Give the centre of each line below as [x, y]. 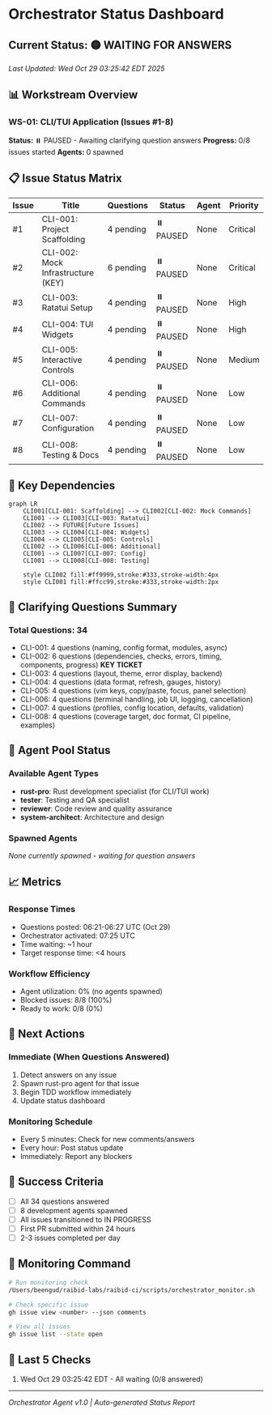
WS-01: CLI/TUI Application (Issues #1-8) [91, 122]
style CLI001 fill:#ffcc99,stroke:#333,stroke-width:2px [121, 582]
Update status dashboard [62, 1100]
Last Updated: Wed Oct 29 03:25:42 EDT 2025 [87, 68]
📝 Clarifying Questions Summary [93, 607]
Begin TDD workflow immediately [76, 1092]
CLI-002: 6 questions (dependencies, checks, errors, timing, [121, 656]
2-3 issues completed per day [70, 1238]
